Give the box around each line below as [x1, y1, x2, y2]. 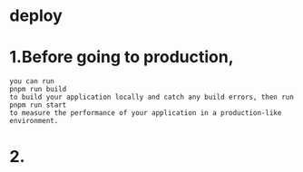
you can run [9, 77, 54, 86]
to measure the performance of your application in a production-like [9, 109, 282, 118]
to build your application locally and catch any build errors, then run [9, 92, 295, 102]
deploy [9, 5, 64, 26]
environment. [9, 117, 59, 126]
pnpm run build [9, 85, 67, 94]
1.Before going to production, [9, 47, 234, 68]
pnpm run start [9, 100, 67, 110]
